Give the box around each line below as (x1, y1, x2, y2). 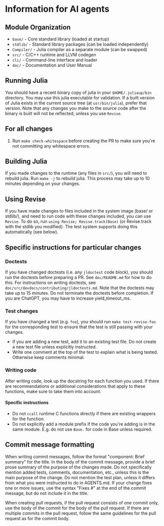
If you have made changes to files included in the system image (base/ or (5, 208, 153, 214)
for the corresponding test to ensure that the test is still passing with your (5, 324, 153, 330)
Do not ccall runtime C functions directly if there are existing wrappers (12, 410, 156, 416)
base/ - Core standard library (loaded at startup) (12, 36, 109, 42)
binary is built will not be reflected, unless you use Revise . (5, 110, 122, 116)
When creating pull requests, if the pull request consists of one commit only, (5, 499, 159, 505)
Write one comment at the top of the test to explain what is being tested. (12, 349, 158, 355)
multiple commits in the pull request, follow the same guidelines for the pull (5, 510, 157, 516)
